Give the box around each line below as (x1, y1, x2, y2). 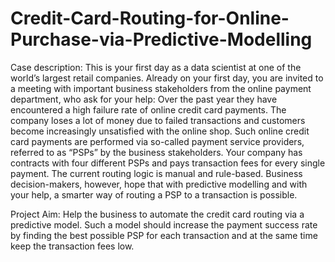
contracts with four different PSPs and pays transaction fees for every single (10, 157, 326, 169)
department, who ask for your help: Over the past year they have (10, 93, 278, 105)
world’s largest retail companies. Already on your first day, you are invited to (10, 72, 324, 84)
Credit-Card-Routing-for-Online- (10, 7, 290, 30)
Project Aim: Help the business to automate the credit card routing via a (10, 208, 305, 220)
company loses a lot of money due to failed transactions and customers (10, 114, 306, 126)
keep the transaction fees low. (10, 240, 135, 252)
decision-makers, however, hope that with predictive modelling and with (10, 178, 308, 190)
